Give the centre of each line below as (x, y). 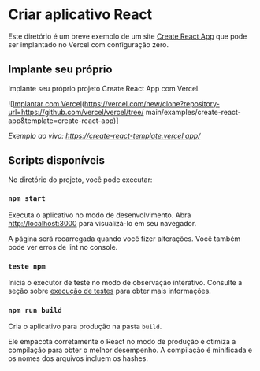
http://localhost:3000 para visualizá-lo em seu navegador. (102, 223)
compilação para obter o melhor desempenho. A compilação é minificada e (130, 350)
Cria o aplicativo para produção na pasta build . (85, 326)
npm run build (35, 310)
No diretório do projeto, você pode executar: (80, 180)
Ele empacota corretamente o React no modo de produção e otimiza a (122, 342)
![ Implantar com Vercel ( (46, 103)
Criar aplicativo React (80, 15)
